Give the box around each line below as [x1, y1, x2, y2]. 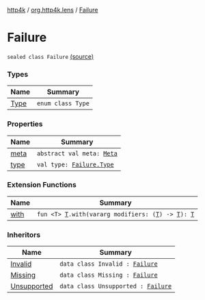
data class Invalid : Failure [59, 260, 159, 268]
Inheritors [7, 229, 41, 239]
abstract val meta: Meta [36, 149, 118, 157]
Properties [7, 119, 43, 129]
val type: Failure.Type [36, 160, 114, 168]
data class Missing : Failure [59, 271, 159, 279]
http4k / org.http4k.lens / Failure [7, 6, 98, 14]
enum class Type [36, 99, 90, 108]
